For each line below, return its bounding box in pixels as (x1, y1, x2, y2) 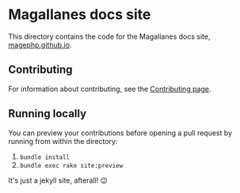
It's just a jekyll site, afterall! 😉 (8, 176, 109, 185)
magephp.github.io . (8, 40, 72, 49)
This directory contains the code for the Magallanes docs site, (8, 32, 211, 41)
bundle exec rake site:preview (19, 161, 124, 169)
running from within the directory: (8, 136, 118, 146)
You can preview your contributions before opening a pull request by (8, 128, 232, 138)
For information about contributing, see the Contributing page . (8, 84, 211, 93)
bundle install (19, 153, 70, 161)
